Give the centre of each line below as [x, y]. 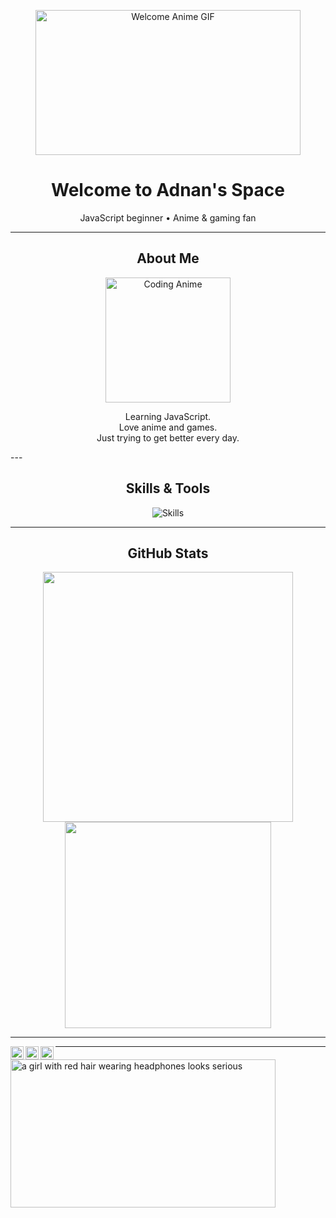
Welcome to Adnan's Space [168, 190]
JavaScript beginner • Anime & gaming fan [168, 217]
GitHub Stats [168, 553]
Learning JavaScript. [168, 416]
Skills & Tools [168, 488]
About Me [168, 258]
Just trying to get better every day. [168, 437]
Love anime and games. [168, 427]
